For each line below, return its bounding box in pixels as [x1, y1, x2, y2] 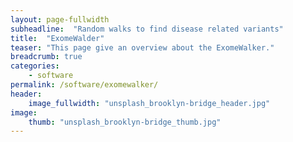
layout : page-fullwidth [10, 14, 110, 25]
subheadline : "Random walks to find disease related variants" [10, 24, 284, 34]
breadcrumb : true [10, 52, 83, 62]
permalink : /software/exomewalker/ [10, 80, 159, 90]
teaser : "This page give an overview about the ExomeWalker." [10, 42, 275, 53]
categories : [10, 61, 60, 71]
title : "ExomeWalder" [10, 33, 105, 43]
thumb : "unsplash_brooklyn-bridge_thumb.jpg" [28, 117, 222, 127]
